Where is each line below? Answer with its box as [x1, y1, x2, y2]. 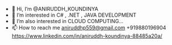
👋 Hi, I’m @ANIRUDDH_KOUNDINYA [11, 6, 98, 12]
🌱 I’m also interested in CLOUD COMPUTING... [11, 18, 124, 24]
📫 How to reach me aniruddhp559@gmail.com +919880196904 [11, 24, 167, 31]
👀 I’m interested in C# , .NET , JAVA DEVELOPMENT [11, 12, 136, 18]
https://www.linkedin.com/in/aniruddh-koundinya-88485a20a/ [11, 32, 163, 39]
